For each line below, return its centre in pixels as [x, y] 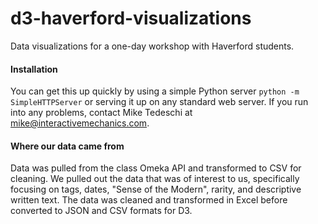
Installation [34, 69]
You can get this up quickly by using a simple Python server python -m [155, 91]
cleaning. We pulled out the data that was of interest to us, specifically [155, 179]
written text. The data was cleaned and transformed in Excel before [149, 200]
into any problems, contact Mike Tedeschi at [101, 113]
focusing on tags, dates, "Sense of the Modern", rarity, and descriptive [156, 189]
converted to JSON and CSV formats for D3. [101, 211]
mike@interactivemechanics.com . [80, 123]
